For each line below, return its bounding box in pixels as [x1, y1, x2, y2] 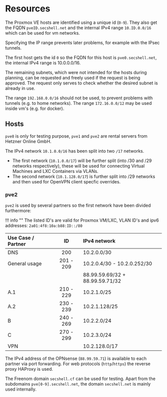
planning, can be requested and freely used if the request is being [5, 75, 141, 80]
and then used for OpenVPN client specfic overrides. [12, 178, 121, 184]
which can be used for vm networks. [5, 30, 81, 36]
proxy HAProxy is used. [5, 366, 53, 372]
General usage [7, 260, 42, 267]
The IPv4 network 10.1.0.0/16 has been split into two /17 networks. [5, 148, 145, 154]
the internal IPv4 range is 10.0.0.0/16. [5, 60, 81, 66]
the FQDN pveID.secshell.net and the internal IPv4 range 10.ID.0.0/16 [5, 24, 152, 30]
